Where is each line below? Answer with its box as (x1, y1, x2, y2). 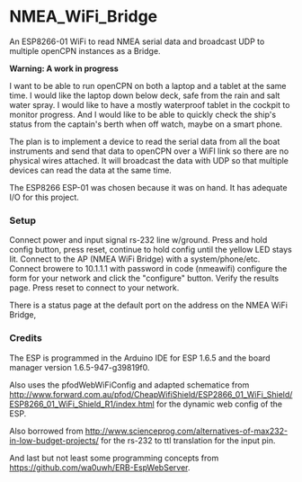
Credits (9, 332, 42, 344)
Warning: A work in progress (9, 63, 119, 74)
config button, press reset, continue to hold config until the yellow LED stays (9, 245, 292, 255)
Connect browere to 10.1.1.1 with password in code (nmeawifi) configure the (9, 263, 288, 274)
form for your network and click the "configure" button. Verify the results (9, 272, 280, 284)
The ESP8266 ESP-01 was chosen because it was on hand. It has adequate (9, 182, 288, 192)
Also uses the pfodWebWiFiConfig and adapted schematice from (9, 379, 250, 390)
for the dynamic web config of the (155, 398, 283, 409)
